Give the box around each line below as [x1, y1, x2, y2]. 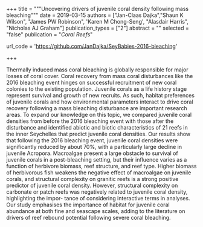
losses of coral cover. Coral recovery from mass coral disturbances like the [6, 73, 193, 79]
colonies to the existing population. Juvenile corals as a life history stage [6, 85, 187, 93]
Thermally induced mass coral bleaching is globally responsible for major [6, 66, 188, 73]
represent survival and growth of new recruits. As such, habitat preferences [6, 92, 195, 99]
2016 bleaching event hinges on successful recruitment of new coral [6, 79, 177, 86]
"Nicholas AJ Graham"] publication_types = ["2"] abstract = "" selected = [6, 24, 189, 31]
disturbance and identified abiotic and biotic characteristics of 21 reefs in [6, 124, 188, 131]
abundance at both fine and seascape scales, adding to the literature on [6, 208, 185, 214]
